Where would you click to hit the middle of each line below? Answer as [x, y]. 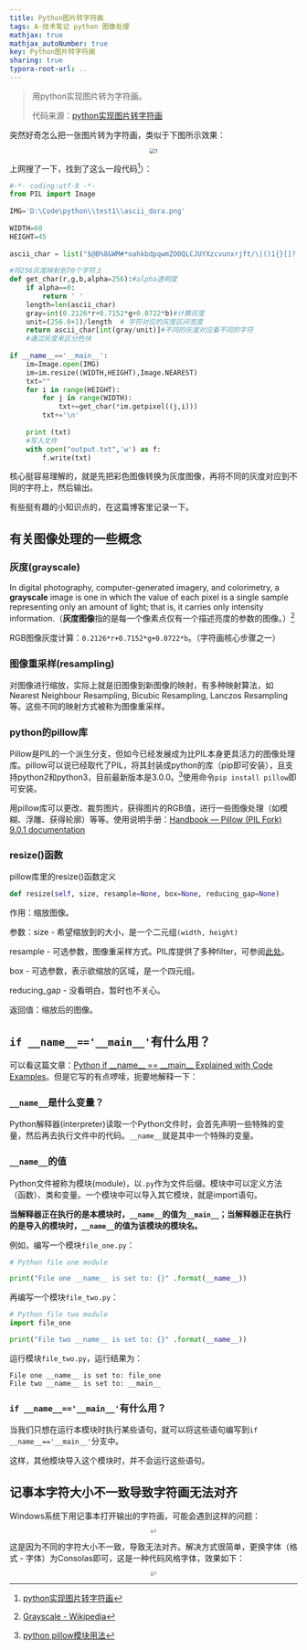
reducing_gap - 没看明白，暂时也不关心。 [88, 990]
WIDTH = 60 [26, 228]
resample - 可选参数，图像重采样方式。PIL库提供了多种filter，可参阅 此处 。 [149, 952]
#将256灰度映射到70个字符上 [56, 271]
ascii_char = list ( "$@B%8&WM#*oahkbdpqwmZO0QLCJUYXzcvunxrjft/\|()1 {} [147, 254]
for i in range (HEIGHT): [73, 389]
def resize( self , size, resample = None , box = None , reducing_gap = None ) [145, 894]
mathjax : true [37, 35]
